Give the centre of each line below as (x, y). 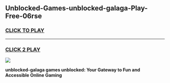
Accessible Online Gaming (34, 75)
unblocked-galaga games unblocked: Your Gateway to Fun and (73, 69)
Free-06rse (24, 16)
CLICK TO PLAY (25, 31)
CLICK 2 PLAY (23, 49)
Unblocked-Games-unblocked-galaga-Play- (77, 8)
